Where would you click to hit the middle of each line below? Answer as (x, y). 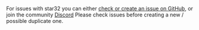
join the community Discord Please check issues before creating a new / (95, 15)
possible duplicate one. (35, 21)
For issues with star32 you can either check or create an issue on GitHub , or (100, 9)
